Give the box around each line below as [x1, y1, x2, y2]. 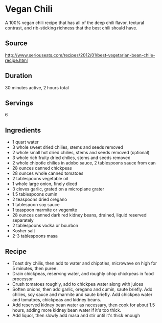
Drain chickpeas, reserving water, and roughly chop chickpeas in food [12, 271, 154, 276]
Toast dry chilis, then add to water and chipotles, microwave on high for [12, 260, 157, 266]
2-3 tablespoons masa [12, 233, 58, 239]
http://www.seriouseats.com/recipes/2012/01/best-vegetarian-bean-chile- [5, 52, 155, 58]
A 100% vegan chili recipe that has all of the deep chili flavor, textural [5, 20, 144, 26]
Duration [5, 72, 33, 80]
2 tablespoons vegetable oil [12, 176, 69, 182]
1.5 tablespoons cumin [12, 191, 58, 197]
